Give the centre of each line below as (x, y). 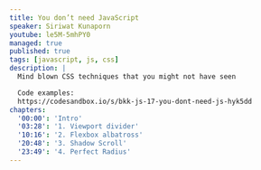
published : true (40, 52)
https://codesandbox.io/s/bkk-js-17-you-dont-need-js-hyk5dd (135, 101)
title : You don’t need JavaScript (75, 18)
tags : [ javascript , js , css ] (64, 60)
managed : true (36, 43)
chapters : (28, 109)
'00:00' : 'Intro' (50, 118)
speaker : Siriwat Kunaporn (60, 26)
